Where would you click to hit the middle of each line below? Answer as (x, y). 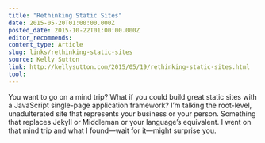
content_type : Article (46, 45)
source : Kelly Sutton (44, 60)
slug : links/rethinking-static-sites (71, 52)
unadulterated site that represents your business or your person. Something (132, 113)
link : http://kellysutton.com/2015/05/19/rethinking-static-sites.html (129, 67)
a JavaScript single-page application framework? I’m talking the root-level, (130, 105)
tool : (17, 74)
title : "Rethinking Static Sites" (65, 15)
